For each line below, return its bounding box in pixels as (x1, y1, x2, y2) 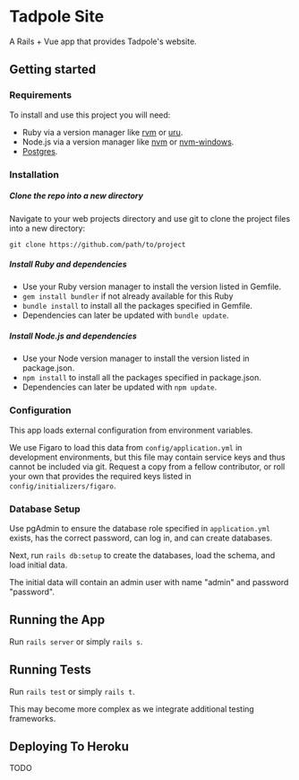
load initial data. (9, 559, 68, 571)
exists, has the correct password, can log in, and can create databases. (9, 532, 273, 544)
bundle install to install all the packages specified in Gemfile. (21, 301, 253, 311)
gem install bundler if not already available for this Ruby (21, 291, 234, 302)
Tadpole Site (9, 6, 105, 27)
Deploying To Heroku (9, 739, 130, 755)
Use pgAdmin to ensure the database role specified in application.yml (9, 523, 270, 534)
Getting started (9, 62, 97, 77)
